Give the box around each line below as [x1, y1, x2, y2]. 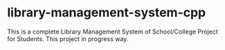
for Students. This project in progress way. [7, 34, 129, 42]
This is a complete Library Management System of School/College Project [7, 27, 218, 36]
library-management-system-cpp [7, 5, 206, 21]
